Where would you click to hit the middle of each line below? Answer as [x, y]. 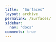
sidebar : [14, 23]
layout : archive [21, 14]
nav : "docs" [22, 28]
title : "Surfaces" [25, 9]
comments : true [20, 32]
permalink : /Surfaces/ [28, 18]
